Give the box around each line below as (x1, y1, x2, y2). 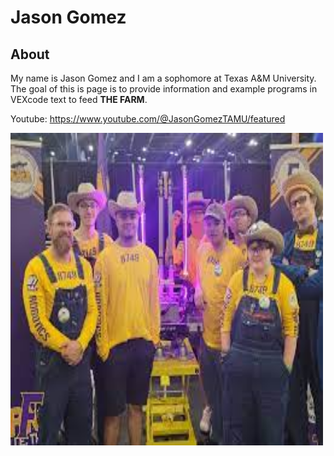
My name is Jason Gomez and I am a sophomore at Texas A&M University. (10, 72, 317, 84)
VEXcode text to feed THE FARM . (10, 94, 148, 105)
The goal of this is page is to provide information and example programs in (10, 83, 318, 95)
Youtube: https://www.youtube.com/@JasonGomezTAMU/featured (10, 113, 286, 125)
